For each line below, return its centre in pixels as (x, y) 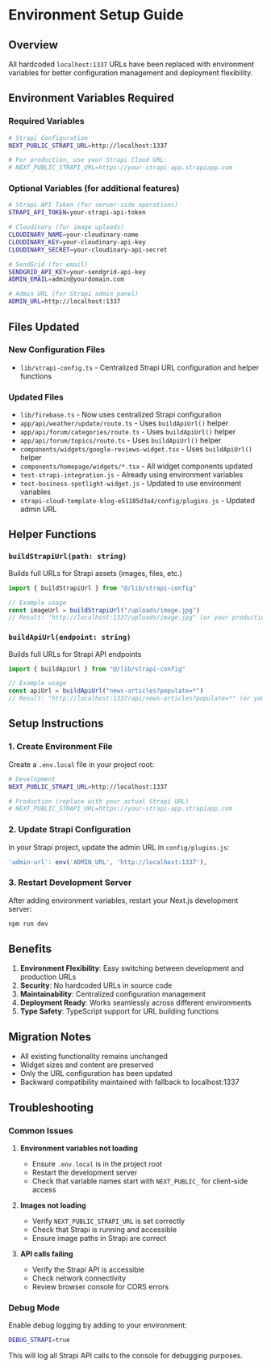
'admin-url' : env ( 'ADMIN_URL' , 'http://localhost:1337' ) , (108, 862)
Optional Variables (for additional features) (94, 188)
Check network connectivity (79, 1278)
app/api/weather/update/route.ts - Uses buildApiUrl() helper (124, 423)
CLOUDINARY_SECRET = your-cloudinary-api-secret (88, 250)
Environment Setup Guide (96, 15)
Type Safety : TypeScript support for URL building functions (119, 1011)
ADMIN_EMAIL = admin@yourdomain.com (67, 280)
